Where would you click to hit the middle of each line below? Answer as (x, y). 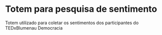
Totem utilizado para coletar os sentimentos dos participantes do (72, 23)
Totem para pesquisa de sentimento (81, 9)
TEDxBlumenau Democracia (34, 28)
